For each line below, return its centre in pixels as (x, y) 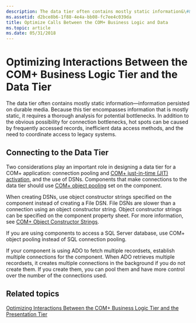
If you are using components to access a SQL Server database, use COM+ (96, 233)
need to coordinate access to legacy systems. (61, 135)
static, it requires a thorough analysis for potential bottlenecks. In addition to (98, 116)
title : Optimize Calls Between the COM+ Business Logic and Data (87, 22)
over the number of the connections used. (57, 275)
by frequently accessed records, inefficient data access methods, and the (95, 128)
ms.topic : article (28, 28)
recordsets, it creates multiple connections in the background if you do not (96, 263)
